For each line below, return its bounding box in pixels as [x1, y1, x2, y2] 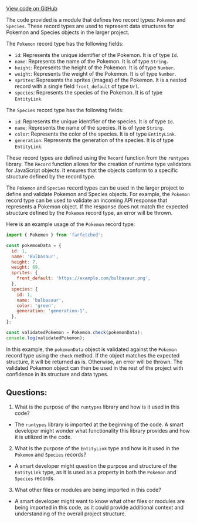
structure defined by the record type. [6, 173, 96, 180]
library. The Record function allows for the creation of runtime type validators [6, 161, 191, 167]
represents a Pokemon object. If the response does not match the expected [6, 203, 189, 210]
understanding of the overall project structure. [14, 510, 127, 517]
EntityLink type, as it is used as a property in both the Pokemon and [14, 468, 176, 475]
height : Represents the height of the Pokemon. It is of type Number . [14, 64, 175, 71]
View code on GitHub [6, 5, 57, 12]
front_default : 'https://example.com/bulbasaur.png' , [16, 275, 151, 281]
